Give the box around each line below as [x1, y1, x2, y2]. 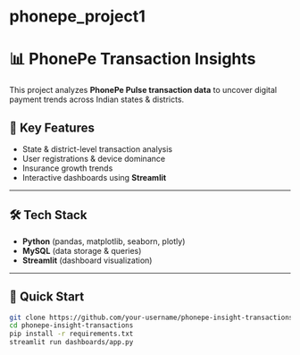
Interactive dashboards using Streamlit [21, 172, 167, 182]
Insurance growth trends [21, 163, 113, 173]
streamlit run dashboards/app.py [9, 338, 134, 347]
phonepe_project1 [9, 6, 146, 27]
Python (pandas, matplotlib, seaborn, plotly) [21, 235, 186, 247]
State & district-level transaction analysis [21, 143, 172, 154]
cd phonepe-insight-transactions [9, 321, 134, 330]
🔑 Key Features [9, 120, 96, 135]
